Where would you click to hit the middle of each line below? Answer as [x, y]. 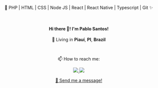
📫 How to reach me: [79, 59]
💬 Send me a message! [79, 81]
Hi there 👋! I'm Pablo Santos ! [79, 29]
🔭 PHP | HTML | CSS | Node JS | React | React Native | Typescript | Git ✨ [79, 8]
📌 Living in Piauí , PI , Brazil [79, 40]
